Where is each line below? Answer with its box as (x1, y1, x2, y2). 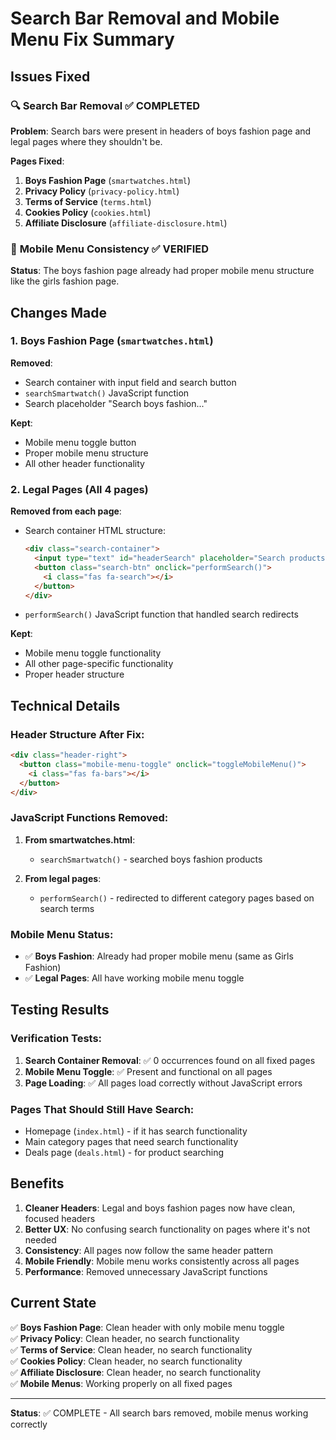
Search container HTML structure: (24, 525, 166, 537)
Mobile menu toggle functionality (24, 647, 162, 659)
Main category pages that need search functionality (24, 1136, 239, 1148)
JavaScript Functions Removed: (10, 811, 169, 825)
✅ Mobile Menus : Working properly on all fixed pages (10, 1377, 233, 1389)
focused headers (24, 1212, 96, 1224)
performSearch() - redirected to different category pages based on (39, 892, 315, 904)
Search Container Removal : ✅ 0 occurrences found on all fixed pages (24, 1054, 316, 1066)
